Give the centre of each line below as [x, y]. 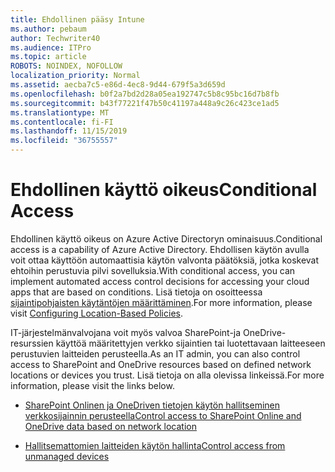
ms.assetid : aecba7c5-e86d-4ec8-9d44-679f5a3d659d [118, 85]
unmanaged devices [67, 456]
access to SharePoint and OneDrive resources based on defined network [161, 364]
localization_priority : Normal [75, 76]
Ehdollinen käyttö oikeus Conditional [164, 190]
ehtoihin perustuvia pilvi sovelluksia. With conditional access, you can [153, 270]
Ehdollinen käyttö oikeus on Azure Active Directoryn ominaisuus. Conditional [166, 238]
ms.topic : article [48, 57]
